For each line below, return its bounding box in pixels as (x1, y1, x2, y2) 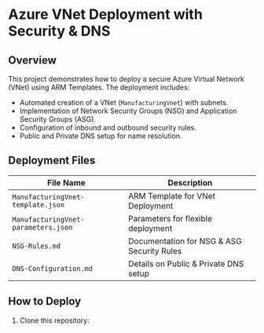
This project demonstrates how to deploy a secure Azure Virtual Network (8, 75, 245, 83)
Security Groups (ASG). (19, 115, 97, 123)
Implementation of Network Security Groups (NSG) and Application (19, 106, 237, 115)
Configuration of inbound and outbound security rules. (19, 123, 196, 132)
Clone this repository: (19, 316, 90, 325)
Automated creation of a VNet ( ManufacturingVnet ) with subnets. (19, 98, 229, 107)
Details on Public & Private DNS (128, 258, 244, 269)
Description (167, 177, 213, 188)
